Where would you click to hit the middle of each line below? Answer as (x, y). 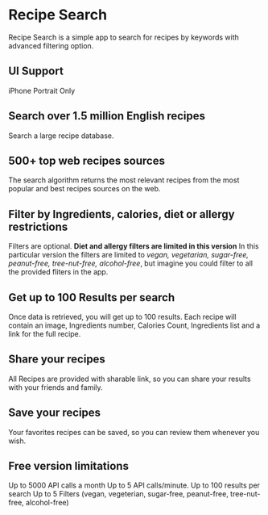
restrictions (38, 226)
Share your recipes (57, 360)
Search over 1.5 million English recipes (107, 116)
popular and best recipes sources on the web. (85, 189)
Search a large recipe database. (61, 136)
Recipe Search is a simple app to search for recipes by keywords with (124, 37)
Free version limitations (68, 466)
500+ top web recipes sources (87, 160)
